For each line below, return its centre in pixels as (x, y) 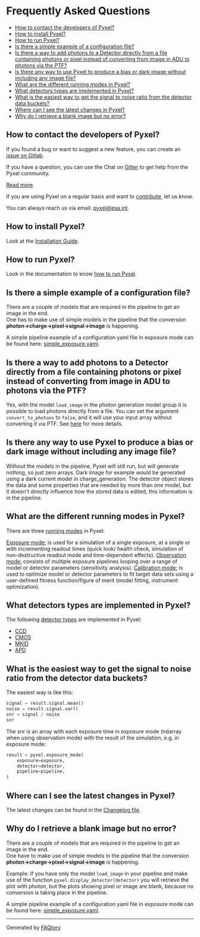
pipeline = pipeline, (41, 772)
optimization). (23, 586)
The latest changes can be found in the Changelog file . (74, 810)
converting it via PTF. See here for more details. (65, 424)
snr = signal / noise (33, 714)
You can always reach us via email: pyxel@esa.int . (68, 208)
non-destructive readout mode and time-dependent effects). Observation (96, 555)
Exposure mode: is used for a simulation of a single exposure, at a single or (98, 542)
